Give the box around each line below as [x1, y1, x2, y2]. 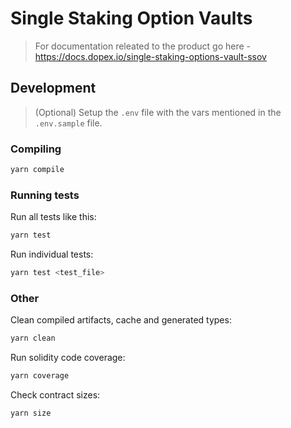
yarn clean [10, 333, 56, 344]
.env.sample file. [34, 117, 103, 129]
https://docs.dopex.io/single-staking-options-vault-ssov [34, 50, 267, 62]
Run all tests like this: [10, 211, 97, 223]
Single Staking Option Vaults [10, 7, 253, 30]
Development [10, 80, 97, 97]
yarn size [10, 408, 52, 419]
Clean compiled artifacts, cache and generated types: [10, 314, 232, 326]
